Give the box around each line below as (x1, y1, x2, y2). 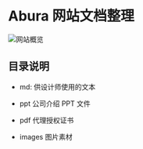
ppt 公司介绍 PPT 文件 (19, 99, 91, 108)
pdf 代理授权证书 (19, 115, 74, 125)
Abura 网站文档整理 (8, 7, 134, 25)
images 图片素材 (19, 132, 73, 141)
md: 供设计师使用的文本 (19, 82, 96, 91)
